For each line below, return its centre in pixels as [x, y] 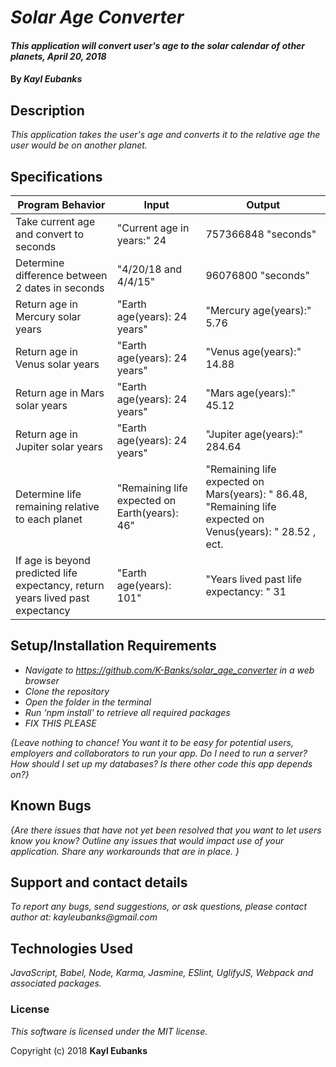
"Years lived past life [254, 579]
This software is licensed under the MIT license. [109, 1031]
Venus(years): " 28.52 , [261, 531]
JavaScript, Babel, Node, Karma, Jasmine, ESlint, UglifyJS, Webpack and [162, 973]
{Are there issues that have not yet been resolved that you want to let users [166, 830]
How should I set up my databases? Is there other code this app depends [161, 763]
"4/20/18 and [149, 269]
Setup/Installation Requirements [113, 646]
